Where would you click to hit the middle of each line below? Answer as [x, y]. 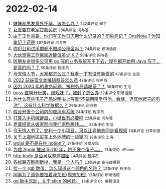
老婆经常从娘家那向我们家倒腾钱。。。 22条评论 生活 [63, 124]
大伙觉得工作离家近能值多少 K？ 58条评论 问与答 [60, 55]
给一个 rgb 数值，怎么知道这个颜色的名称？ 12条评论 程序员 [72, 168]
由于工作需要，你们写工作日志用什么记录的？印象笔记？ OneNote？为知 [87, 36]
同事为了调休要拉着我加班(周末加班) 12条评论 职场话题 [66, 174]
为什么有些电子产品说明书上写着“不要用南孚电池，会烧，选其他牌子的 [84, 99]
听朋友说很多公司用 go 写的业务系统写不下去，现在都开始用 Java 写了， [87, 61]
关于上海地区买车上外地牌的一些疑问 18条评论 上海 [63, 137]
